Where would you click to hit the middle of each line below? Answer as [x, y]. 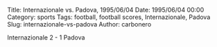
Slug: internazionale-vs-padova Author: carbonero [79, 24]
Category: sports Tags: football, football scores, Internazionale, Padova [109, 17]
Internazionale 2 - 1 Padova [46, 37]
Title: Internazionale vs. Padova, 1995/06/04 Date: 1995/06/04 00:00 [106, 10]
